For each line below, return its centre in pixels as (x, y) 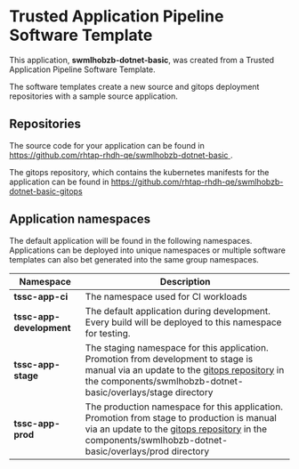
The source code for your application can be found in (107, 145)
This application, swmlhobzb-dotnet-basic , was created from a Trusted (141, 60)
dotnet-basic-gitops (46, 191)
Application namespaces (80, 219)
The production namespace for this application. (184, 407)
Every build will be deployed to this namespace (183, 322)
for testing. (108, 333)
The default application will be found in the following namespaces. (131, 240)
